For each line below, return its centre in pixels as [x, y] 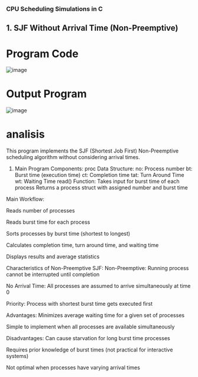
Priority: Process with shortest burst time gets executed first [79, 304]
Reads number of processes [40, 211]
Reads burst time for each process [48, 222]
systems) [17, 356]
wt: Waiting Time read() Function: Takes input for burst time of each [97, 181]
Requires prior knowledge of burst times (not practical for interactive [90, 350]
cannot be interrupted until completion [53, 274]
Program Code [42, 54]
